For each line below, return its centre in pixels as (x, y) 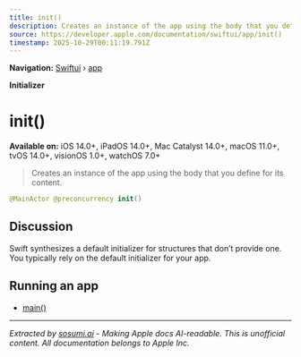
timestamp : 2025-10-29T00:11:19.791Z (80, 42)
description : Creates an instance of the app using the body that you (144, 26)
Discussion (41, 227)
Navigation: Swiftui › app (56, 68)
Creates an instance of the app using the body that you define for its (157, 173)
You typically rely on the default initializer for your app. (110, 258)
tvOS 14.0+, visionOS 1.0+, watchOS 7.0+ (85, 156)
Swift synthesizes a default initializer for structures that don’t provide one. (146, 248)
